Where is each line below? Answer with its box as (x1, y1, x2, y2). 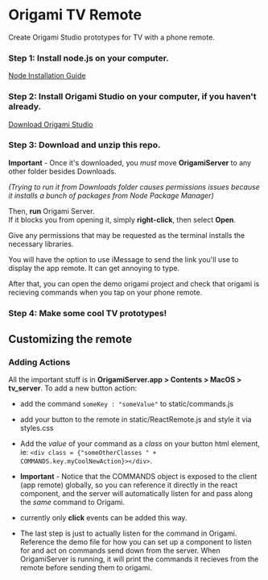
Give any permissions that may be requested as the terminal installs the (8, 230, 245, 240)
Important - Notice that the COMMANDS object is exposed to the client (19, 472, 258, 482)
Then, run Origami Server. (8, 206, 95, 215)
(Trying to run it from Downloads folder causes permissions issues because (8, 182, 260, 191)
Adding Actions (8, 357, 71, 368)
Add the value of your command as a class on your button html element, (19, 439, 260, 449)
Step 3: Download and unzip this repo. (8, 140, 161, 151)
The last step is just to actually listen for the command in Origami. (19, 528, 237, 538)
